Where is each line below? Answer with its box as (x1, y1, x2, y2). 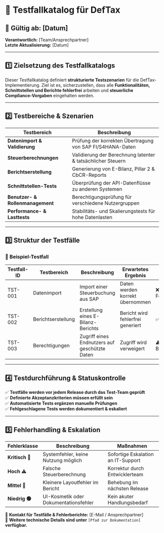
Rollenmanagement (7, 199, 54, 206)
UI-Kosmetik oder (42, 493, 84, 500)
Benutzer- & (7, 194, 38, 200)
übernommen (120, 299, 151, 306)
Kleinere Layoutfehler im (42, 479, 99, 485)
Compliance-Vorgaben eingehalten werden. (5, 93, 95, 98)
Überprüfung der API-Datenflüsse (72, 179, 151, 186)
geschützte (80, 345, 106, 352)
